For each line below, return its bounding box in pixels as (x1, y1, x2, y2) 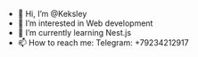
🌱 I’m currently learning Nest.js (17, 28, 132, 37)
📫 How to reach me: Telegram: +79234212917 (17, 37, 189, 48)
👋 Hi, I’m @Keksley (17, 9, 87, 19)
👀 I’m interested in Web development (17, 18, 153, 28)
